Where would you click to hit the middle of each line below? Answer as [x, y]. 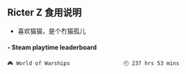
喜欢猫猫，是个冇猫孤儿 [51, 31]
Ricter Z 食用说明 [45, 13]
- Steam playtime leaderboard [52, 47]
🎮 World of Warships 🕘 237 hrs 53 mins [93, 63]
